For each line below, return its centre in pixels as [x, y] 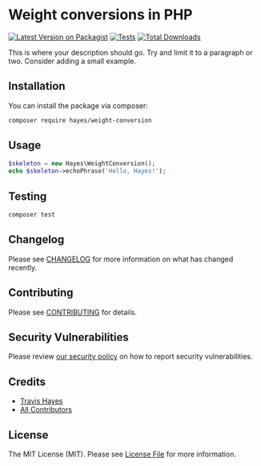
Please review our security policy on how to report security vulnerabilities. [130, 357]
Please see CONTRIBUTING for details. [73, 312]
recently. [23, 267]
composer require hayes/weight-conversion [80, 120]
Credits [27, 381]
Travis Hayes [41, 401]
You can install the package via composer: [78, 105]
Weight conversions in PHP [100, 15]
